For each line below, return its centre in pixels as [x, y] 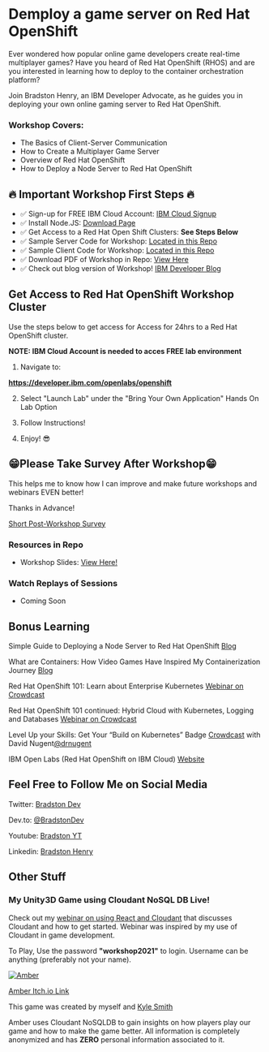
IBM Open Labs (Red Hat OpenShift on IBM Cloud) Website [107, 759]
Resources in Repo [46, 545]
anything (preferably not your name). [70, 959]
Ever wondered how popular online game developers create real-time [124, 54]
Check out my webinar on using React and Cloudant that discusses [120, 917]
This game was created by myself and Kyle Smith [91, 1007]
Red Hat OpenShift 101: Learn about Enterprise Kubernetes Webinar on [126, 686]
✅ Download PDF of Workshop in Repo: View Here [104, 260]
